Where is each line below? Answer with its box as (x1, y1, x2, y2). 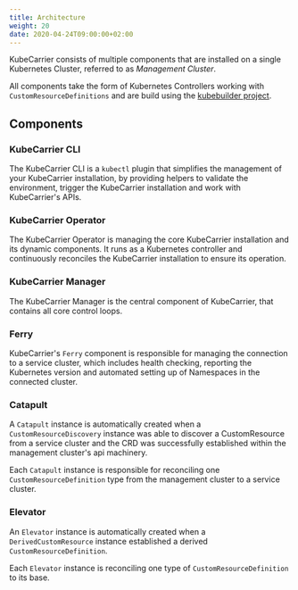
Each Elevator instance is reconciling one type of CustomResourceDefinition (9, 562, 289, 573)
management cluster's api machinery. (9, 447, 148, 458)
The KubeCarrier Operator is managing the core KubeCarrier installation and (9, 234, 290, 245)
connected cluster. (9, 376, 79, 386)
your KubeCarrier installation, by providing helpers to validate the (9, 173, 249, 184)
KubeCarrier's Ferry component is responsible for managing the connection (9, 347, 288, 358)
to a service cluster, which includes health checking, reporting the (9, 357, 252, 368)
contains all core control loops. (9, 305, 123, 316)
